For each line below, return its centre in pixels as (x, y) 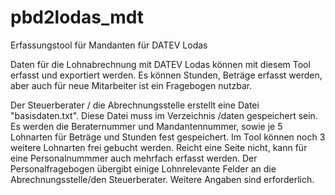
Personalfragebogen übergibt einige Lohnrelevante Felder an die (143, 168)
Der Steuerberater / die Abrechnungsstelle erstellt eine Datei (135, 105)
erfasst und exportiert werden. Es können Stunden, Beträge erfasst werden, (166, 75)
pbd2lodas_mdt (77, 17)
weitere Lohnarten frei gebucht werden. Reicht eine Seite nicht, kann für (159, 147)
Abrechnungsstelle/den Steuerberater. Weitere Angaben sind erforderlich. (162, 179)
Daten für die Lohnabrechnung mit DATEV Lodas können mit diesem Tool (160, 64)
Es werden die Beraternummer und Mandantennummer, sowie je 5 (146, 126)
